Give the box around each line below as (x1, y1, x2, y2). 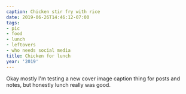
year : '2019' (6, 58, 39, 64)
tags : (6, 20, 20, 26)
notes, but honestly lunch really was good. (6, 81, 111, 88)
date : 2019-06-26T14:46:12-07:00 (6, 14, 90, 20)
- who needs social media (6, 48, 71, 54)
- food (6, 31, 23, 37)
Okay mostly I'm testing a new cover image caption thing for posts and (6, 75, 181, 82)
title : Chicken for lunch (6, 53, 71, 59)
